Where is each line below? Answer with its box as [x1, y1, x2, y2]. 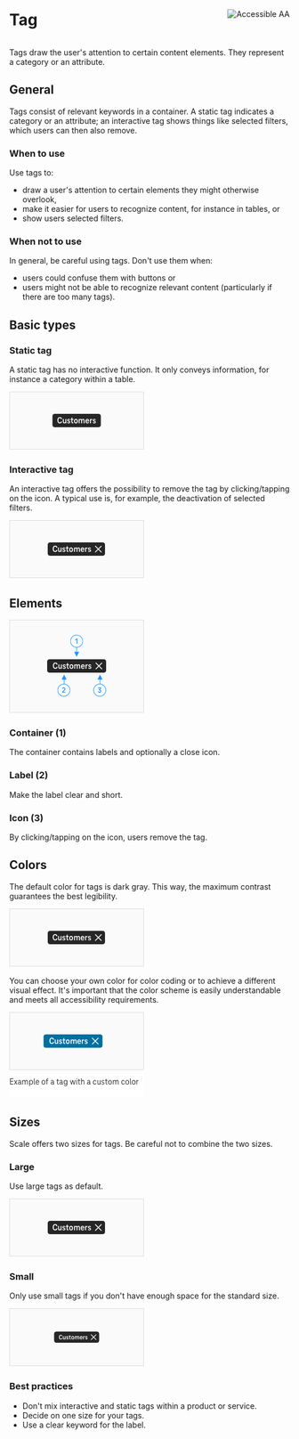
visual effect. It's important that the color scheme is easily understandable [9, 985, 281, 996]
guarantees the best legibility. [9, 890, 118, 901]
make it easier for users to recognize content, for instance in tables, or [21, 204, 280, 215]
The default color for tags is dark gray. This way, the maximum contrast [9, 881, 271, 891]
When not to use [9, 235, 82, 248]
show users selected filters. [21, 213, 125, 224]
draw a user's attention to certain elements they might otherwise [21, 184, 260, 196]
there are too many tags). [21, 291, 116, 303]
